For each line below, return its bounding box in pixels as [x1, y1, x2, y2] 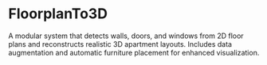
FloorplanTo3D [8, 5, 108, 23]
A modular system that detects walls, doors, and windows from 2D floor [8, 31, 245, 40]
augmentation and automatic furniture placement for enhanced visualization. [8, 48, 260, 57]
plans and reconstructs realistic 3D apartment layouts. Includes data [8, 39, 233, 48]
